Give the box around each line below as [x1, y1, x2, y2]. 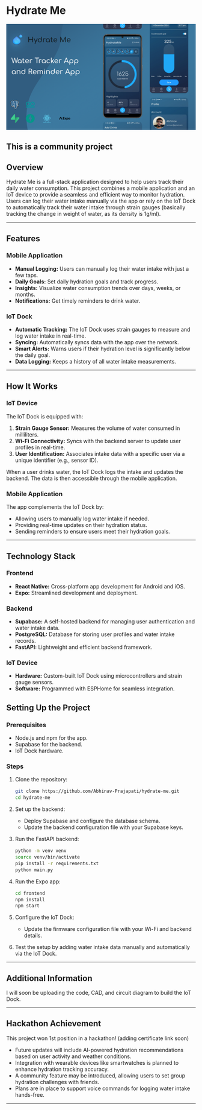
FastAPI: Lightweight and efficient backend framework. [14, 643, 153, 651]
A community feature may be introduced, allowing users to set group [14, 1071, 186, 1079]
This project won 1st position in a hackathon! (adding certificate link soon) [6, 1035, 189, 1042]
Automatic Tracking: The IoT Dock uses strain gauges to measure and [14, 326, 191, 333]
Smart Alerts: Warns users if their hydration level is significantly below [14, 345, 191, 353]
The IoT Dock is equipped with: [6, 412, 84, 420]
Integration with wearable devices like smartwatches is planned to [14, 1059, 179, 1066]
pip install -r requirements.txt [14, 860, 99, 866]
